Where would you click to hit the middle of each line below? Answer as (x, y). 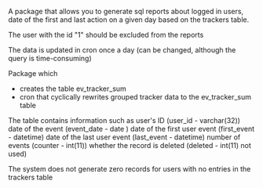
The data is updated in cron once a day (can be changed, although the (122, 50)
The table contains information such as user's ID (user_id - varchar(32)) (124, 120)
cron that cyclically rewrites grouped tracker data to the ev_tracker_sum (135, 97)
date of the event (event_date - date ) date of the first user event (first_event (131, 129)
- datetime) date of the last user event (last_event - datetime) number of (124, 137)
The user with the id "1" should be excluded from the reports (106, 35)
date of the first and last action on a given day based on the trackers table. (129, 20)
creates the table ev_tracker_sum (73, 89)
